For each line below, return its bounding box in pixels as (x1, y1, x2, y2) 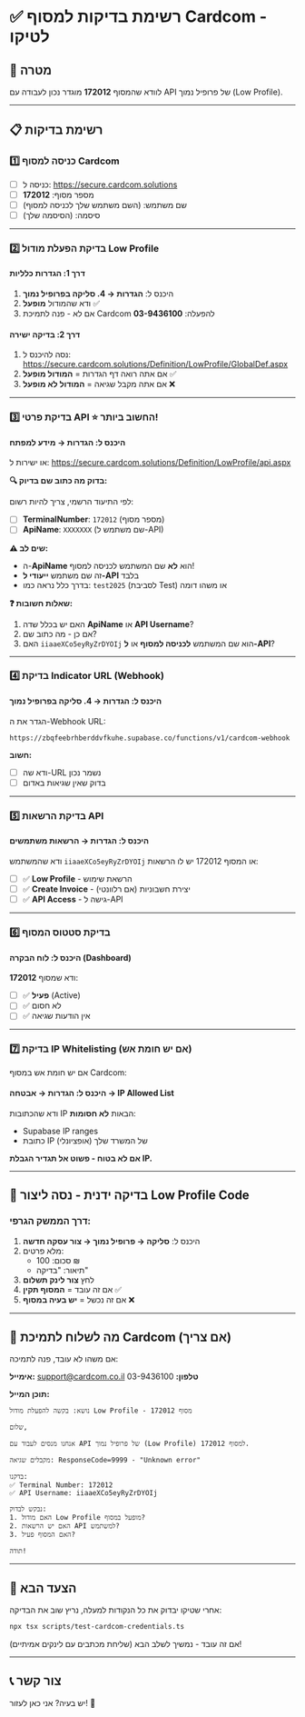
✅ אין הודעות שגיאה (22, 1011, 91, 1022)
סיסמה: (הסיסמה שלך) (22, 209, 101, 220)
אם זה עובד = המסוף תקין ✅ (22, 1283, 123, 1294)
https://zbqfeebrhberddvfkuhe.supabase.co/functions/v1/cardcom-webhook (9, 734, 290, 743)
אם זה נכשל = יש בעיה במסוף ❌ (22, 1293, 135, 1305)
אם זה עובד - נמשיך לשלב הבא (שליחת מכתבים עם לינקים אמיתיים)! (9, 1639, 242, 1650)
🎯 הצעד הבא (9, 1580, 77, 1596)
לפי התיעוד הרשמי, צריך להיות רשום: (9, 496, 134, 507)
